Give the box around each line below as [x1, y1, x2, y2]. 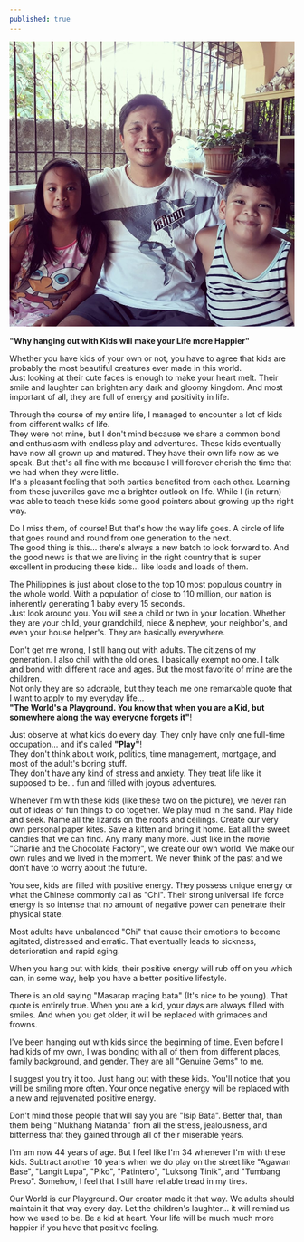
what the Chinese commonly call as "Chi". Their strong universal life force [9, 889, 285, 900]
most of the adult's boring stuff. [9, 758, 128, 769]
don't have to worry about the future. [9, 862, 147, 873]
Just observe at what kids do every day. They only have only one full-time [9, 729, 285, 740]
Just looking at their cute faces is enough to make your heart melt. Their [9, 372, 279, 383]
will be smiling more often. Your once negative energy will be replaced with [9, 1083, 290, 1094]
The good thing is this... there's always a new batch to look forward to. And [9, 541, 290, 552]
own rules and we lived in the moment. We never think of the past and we [9, 852, 283, 864]
